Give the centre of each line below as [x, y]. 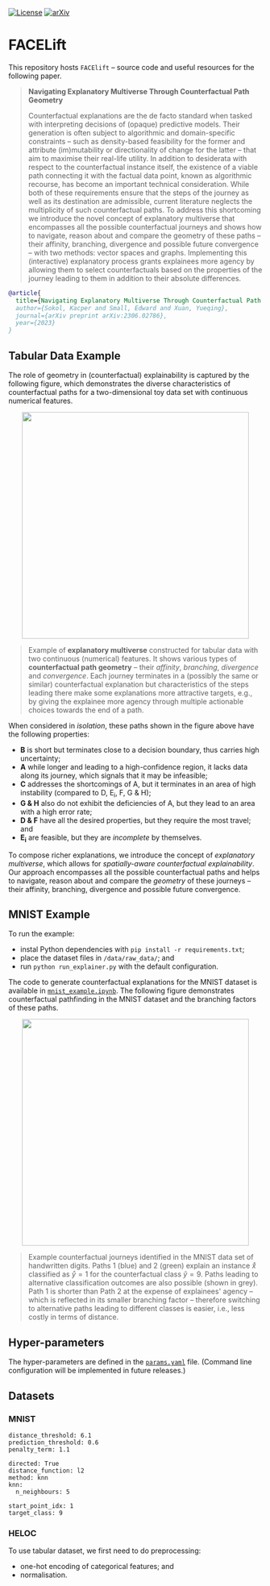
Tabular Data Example [64, 356]
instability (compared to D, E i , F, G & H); [85, 794]
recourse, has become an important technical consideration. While [139, 184]
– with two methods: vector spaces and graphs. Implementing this [137, 252]
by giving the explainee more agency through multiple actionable [136, 702]
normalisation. [44, 1575]
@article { [25, 293]
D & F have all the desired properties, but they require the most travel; [135, 820]
